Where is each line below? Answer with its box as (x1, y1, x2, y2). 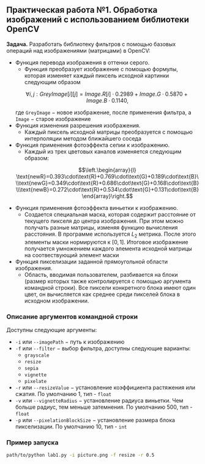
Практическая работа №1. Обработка (6, 5, 158, 15)
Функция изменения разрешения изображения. (15, 122, 141, 129)
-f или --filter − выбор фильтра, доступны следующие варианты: (15, 344, 191, 352)
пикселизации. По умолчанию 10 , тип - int (15, 423, 127, 430)
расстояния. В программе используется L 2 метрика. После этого (24, 230, 196, 239)
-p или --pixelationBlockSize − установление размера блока (15, 416, 176, 423)
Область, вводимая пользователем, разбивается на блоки (24, 271, 179, 278)
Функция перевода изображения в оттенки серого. (15, 58, 150, 66)
